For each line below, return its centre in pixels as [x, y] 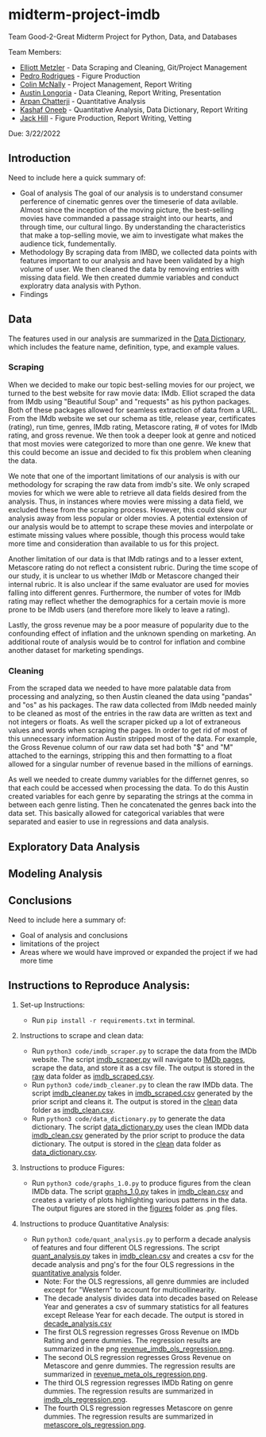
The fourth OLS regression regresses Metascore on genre [138, 1408]
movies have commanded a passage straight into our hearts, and [126, 218]
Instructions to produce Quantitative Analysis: [94, 1223]
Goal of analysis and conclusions [74, 935]
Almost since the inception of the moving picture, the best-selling [127, 210]
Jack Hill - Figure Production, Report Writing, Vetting [106, 118]
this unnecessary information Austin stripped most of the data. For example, [133, 739]
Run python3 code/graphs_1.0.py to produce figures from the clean [141, 1183]
